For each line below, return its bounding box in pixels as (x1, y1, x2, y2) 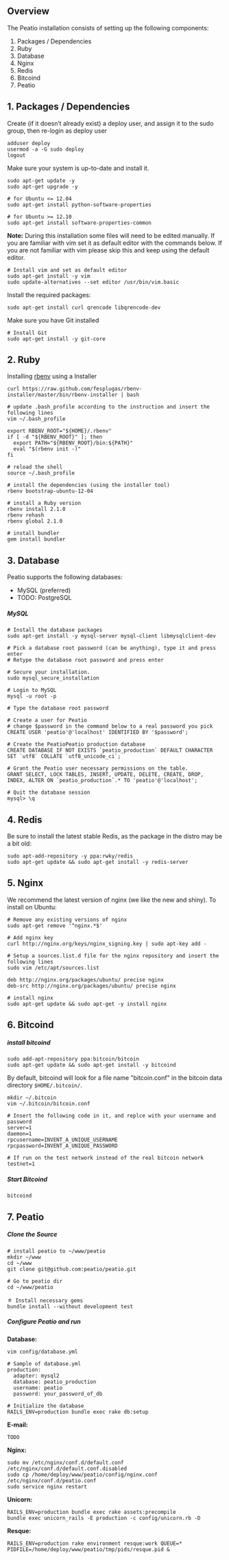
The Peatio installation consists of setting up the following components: (7, 23, 209, 32)
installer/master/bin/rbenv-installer (7, 391, 118, 398)
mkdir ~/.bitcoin (7, 1094, 57, 1101)
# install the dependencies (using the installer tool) (7, 481, 170, 489)
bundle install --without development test (7, 1303, 134, 1310)
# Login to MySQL (7, 687, 57, 694)
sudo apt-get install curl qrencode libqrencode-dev (7, 304, 161, 311)
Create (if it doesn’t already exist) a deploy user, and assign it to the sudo (7, 119, 214, 127)
